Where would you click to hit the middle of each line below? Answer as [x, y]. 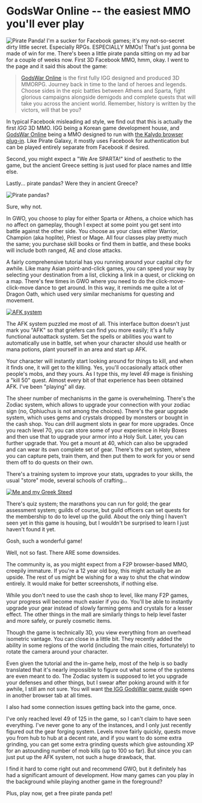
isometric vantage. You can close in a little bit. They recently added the [94, 639]
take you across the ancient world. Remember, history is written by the [108, 103]
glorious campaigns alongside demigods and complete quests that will [108, 97]
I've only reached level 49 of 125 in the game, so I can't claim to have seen [99, 719]
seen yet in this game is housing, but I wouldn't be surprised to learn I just [98, 523]
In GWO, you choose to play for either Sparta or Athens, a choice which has [100, 218]
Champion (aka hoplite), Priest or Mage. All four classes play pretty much [97, 237]
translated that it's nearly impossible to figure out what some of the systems [100, 669]
